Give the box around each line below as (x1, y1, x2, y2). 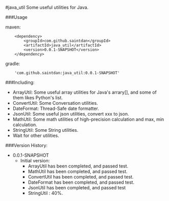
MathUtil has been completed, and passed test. (28, 168, 128, 175)
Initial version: (20, 158, 50, 163)
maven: (5, 24, 21, 30)
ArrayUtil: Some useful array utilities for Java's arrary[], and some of (12, 89, 157, 95)
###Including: (5, 79, 35, 85)
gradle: (5, 61, 20, 67)
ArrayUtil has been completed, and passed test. (28, 163, 129, 169)
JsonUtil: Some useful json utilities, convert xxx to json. (12, 111, 129, 117)
